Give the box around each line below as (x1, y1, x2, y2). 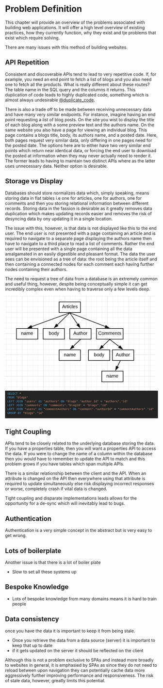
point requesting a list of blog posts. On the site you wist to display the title (5, 116, 154, 122)
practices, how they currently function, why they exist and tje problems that (5, 30, 156, 35)
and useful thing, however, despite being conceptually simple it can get (5, 281, 147, 287)
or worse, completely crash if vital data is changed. (5, 486, 108, 492)
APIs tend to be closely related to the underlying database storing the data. (5, 440, 155, 447)
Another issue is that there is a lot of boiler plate (5, 560, 101, 565)
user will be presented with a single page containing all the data (5, 246, 132, 252)
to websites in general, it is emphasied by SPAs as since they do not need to (5, 662, 157, 668)
